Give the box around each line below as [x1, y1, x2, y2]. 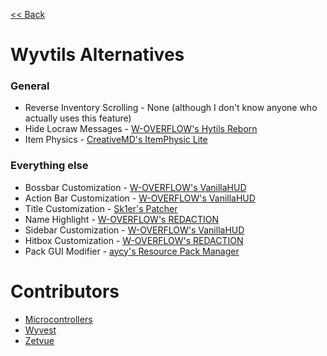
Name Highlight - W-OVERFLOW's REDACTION [24, 213, 219, 225]
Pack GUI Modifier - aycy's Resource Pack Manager [24, 245, 240, 257]
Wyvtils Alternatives [10, 44, 185, 66]
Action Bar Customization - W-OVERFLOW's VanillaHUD [24, 192, 256, 204]
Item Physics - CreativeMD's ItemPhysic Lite [24, 134, 208, 146]
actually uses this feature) [24, 112, 132, 124]
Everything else [10, 159, 89, 173]
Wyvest [24, 324, 57, 336]
